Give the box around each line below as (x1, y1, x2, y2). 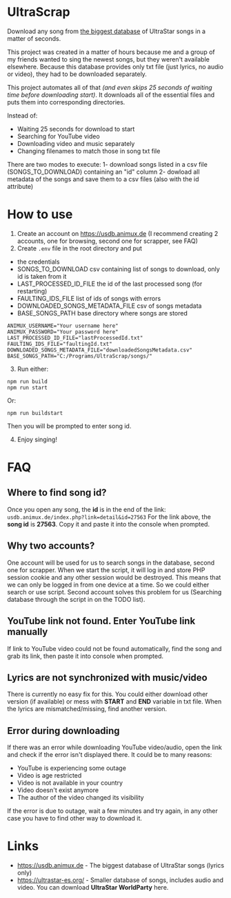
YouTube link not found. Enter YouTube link (7, 615, 196, 627)
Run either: (17, 365, 49, 373)
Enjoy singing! (17, 435, 57, 443)
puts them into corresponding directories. (7, 98, 125, 106)
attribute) (7, 182, 34, 190)
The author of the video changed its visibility (17, 794, 144, 802)
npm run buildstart (7, 410, 63, 416)
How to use (7, 207, 73, 222)
